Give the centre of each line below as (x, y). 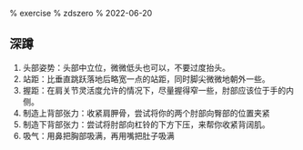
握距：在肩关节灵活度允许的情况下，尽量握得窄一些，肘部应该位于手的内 (158, 90)
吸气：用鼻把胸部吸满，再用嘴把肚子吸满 (98, 135)
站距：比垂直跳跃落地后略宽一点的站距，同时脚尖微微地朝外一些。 (146, 79)
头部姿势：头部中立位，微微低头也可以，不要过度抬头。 (126, 67)
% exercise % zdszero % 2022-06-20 (81, 13)
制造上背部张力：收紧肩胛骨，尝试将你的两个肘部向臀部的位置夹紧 (146, 113)
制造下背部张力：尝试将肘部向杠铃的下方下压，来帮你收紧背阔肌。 (146, 124)
